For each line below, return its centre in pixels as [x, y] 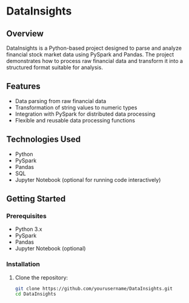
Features [23, 86]
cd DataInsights [35, 294]
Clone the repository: [41, 278]
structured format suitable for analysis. [55, 67]
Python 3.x [28, 229]
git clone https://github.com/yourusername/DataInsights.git [94, 288]
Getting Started [36, 199]
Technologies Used [43, 140]
